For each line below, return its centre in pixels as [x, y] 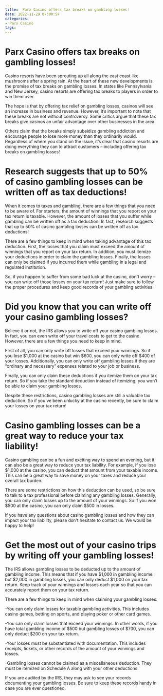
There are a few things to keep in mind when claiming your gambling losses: [81, 599]
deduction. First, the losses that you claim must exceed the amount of [75, 246]
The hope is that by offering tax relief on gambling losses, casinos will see [79, 106]
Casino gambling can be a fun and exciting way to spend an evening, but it [80, 460]
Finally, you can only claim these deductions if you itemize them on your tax [81, 375]
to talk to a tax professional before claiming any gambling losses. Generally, [81, 495]
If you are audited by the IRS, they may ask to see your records [68, 677]
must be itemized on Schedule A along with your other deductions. [72, 668]
